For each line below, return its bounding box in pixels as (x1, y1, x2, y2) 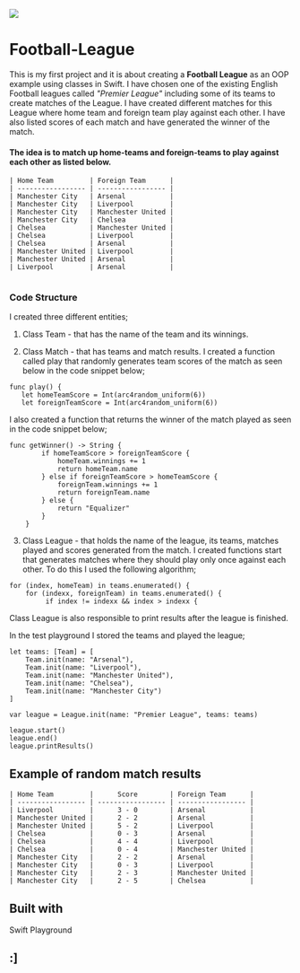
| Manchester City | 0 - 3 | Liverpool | (9, 861, 254, 870)
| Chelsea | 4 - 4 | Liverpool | (9, 837, 254, 846)
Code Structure (9, 292, 78, 304)
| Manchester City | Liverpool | (9, 200, 175, 209)
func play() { (9, 382, 63, 392)
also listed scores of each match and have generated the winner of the (9, 117, 270, 127)
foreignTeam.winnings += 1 (56, 480, 159, 489)
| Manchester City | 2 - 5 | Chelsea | (9, 876, 254, 886)
